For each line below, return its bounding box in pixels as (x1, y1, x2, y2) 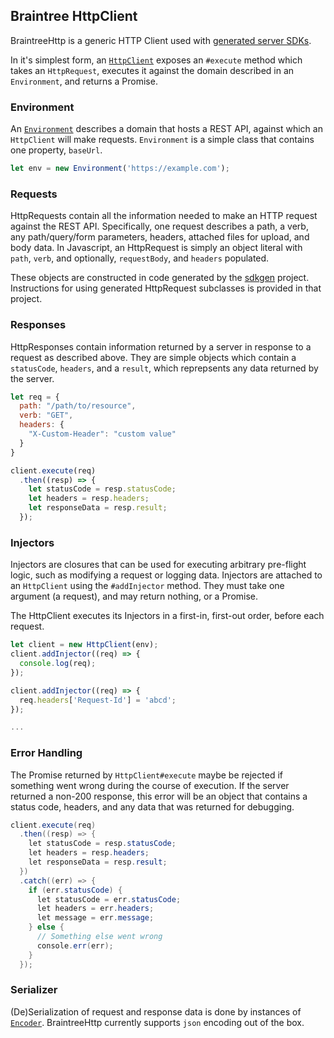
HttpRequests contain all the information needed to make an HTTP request (10, 210, 318, 222)
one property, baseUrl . (10, 144, 103, 156)
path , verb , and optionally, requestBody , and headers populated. (10, 252, 270, 264)
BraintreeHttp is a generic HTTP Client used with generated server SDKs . (10, 34, 312, 46)
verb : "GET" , (19, 410, 74, 421)
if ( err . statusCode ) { (28, 885, 123, 895)
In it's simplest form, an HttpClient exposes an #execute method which (10, 54, 303, 66)
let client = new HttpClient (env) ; (10, 640, 159, 650)
